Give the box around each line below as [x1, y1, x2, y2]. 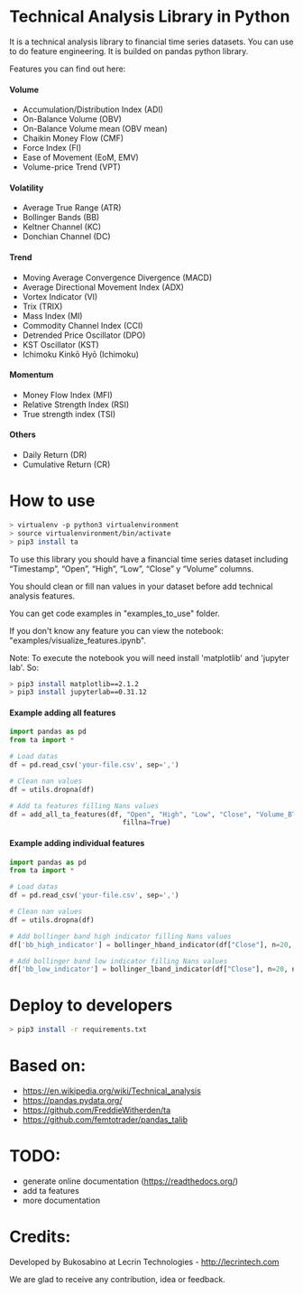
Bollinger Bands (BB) [22, 212, 100, 223]
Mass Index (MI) [22, 310, 83, 321]
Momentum [9, 369, 54, 380]
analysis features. [9, 590, 75, 601]
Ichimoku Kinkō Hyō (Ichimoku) [22, 349, 140, 359]
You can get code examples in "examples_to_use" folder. [9, 608, 221, 619]
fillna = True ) [122, 818, 171, 827]
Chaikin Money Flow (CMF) [22, 133, 124, 144]
